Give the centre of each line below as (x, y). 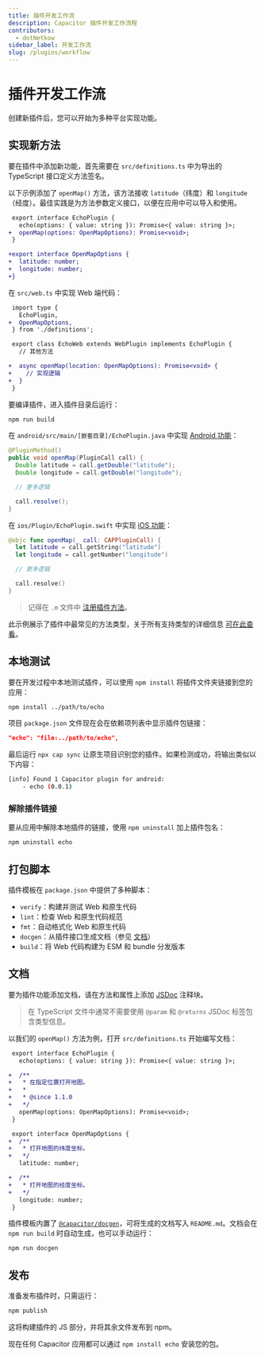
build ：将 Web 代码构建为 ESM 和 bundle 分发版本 (102, 947)
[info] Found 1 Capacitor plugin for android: (86, 780)
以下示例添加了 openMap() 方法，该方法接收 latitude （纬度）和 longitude (128, 192)
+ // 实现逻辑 (35, 373)
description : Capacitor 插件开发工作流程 (73, 23)
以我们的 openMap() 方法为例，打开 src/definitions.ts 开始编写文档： (123, 1038)
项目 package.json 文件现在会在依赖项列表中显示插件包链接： (108, 723)
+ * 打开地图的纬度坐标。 (48, 1149)
